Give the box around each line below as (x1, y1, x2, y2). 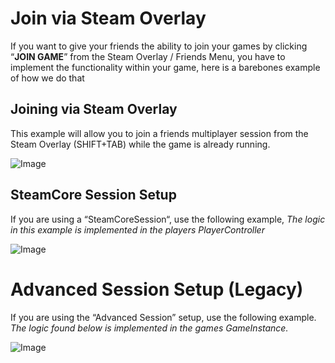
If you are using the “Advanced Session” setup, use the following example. (10, 311, 317, 323)
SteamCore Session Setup (10, 187, 177, 204)
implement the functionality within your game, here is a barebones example (10, 61, 321, 73)
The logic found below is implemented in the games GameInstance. (10, 322, 289, 334)
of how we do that (10, 72, 85, 84)
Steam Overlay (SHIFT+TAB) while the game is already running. (10, 138, 271, 150)
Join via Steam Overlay (10, 7, 207, 30)
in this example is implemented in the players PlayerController (10, 223, 265, 236)
